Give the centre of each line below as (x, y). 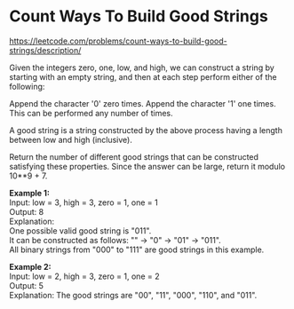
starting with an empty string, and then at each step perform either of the (143, 76)
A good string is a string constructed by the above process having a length (146, 130)
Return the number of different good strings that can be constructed (134, 156)
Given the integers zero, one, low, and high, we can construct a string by (142, 67)
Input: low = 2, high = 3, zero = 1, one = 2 (84, 276)
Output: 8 (27, 211)
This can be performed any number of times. (91, 113)
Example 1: (30, 193)
